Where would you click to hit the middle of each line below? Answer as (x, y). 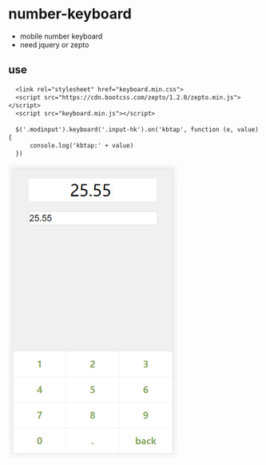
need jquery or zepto (54, 44)
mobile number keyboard (61, 36)
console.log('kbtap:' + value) (81, 145)
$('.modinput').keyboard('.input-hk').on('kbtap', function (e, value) (137, 129)
